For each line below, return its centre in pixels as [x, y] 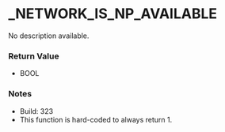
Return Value [34, 56]
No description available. [49, 36]
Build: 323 [36, 111]
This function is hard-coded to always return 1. [96, 119]
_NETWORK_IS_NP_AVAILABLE [113, 14]
